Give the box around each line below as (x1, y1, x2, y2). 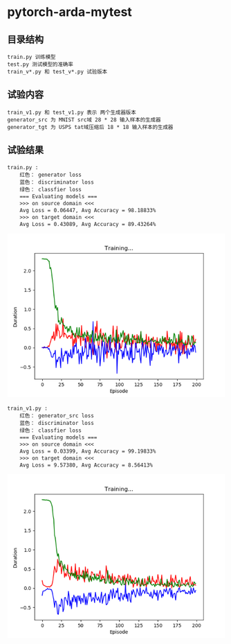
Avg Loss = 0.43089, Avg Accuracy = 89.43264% (19, 220, 156, 227)
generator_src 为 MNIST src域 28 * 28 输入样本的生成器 (7, 116, 161, 123)
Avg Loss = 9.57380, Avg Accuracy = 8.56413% (19, 462, 154, 469)
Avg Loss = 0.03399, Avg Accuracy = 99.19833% (19, 448, 156, 455)
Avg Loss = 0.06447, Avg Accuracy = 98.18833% (19, 207, 156, 214)
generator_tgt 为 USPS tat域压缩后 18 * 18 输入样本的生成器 (7, 123, 174, 130)
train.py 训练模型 (7, 53, 56, 60)
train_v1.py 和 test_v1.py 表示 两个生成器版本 (7, 109, 136, 116)
